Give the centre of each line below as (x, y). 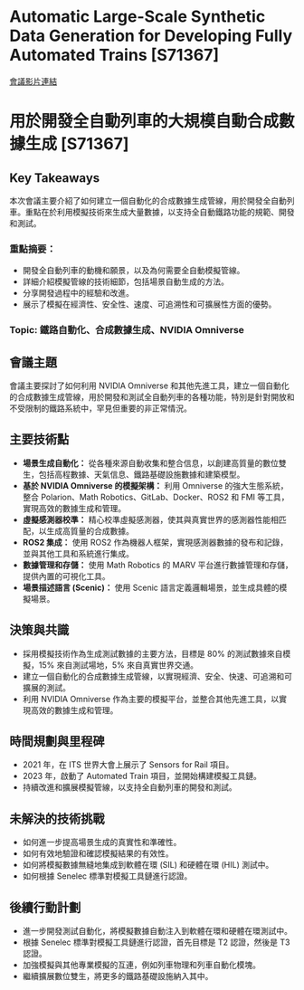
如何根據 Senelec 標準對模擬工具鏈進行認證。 (107, 876)
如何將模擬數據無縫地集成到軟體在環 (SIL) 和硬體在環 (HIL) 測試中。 (148, 865)
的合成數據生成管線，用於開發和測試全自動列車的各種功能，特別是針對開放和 (152, 396)
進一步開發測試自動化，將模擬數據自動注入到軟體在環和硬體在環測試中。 (157, 931)
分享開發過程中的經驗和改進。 (78, 293)
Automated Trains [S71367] (114, 55)
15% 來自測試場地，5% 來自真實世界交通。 (119, 665)
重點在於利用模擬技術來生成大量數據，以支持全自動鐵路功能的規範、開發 (160, 212)
